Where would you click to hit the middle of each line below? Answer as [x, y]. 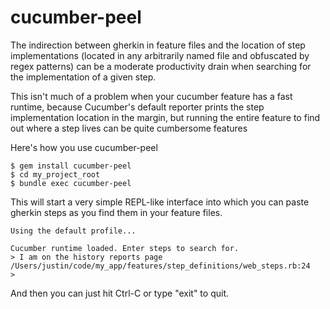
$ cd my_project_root [55, 174]
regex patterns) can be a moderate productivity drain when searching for [161, 66]
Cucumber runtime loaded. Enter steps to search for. [125, 248]
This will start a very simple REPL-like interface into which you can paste [160, 202]
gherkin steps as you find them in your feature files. [116, 212]
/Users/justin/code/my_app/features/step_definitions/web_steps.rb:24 [160, 266]
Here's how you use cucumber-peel [84, 147]
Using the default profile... [73, 231]
